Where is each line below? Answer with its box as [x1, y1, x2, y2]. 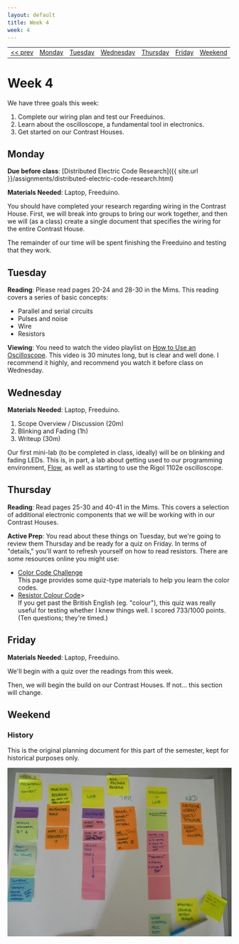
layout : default [7, 11, 55, 18]
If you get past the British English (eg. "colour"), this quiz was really [17, 598, 216, 607]
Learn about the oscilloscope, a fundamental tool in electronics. [17, 120, 205, 128]
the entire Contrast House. [7, 225, 85, 233]
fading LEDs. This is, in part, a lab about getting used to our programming [7, 456, 223, 464]
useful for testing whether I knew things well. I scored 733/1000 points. [17, 605, 226, 615]
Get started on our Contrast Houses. [17, 127, 124, 136]
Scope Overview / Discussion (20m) [17, 420, 124, 428]
